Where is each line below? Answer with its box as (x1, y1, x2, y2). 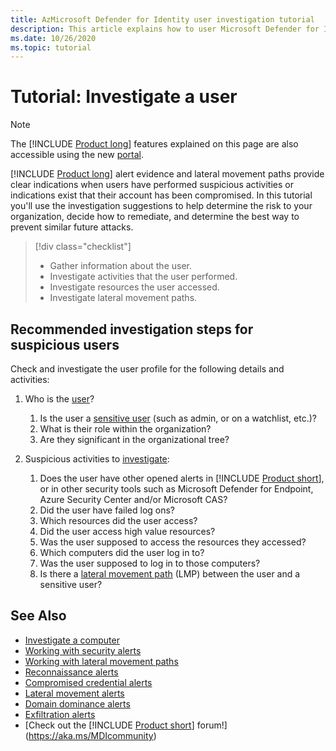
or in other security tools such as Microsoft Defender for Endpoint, (39, 483, 314, 495)
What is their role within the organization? (39, 423, 212, 435)
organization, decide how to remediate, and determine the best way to (10, 211, 300, 223)
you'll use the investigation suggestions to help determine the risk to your (10, 200, 313, 212)
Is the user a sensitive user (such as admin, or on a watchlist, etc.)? (39, 412, 317, 424)
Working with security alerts (24, 644, 142, 656)
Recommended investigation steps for (10, 321, 254, 338)
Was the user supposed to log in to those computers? (39, 557, 261, 569)
